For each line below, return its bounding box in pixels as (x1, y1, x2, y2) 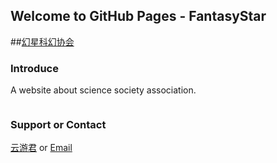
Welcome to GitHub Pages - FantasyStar (10, 8, 267, 25)
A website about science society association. (10, 84, 197, 96)
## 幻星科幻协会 (10, 35, 75, 48)
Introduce (10, 61, 59, 75)
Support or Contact (10, 118, 107, 132)
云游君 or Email (10, 142, 73, 154)
